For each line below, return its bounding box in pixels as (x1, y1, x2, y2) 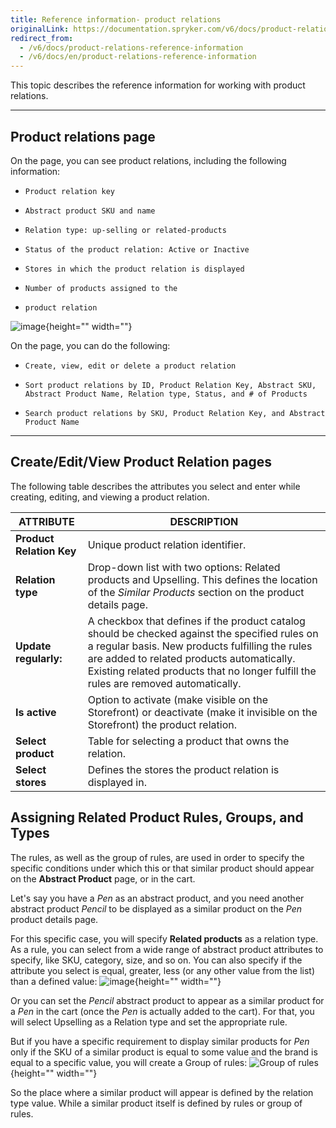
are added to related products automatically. (87, 651, 296, 665)
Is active (15, 705, 57, 719)
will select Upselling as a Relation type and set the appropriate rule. (10, 1016, 288, 1028)
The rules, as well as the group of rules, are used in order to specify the (10, 851, 305, 863)
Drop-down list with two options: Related (87, 560, 281, 574)
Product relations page (10, 128, 156, 145)
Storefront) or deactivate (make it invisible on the (87, 705, 318, 719)
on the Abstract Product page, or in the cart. (10, 872, 196, 885)
